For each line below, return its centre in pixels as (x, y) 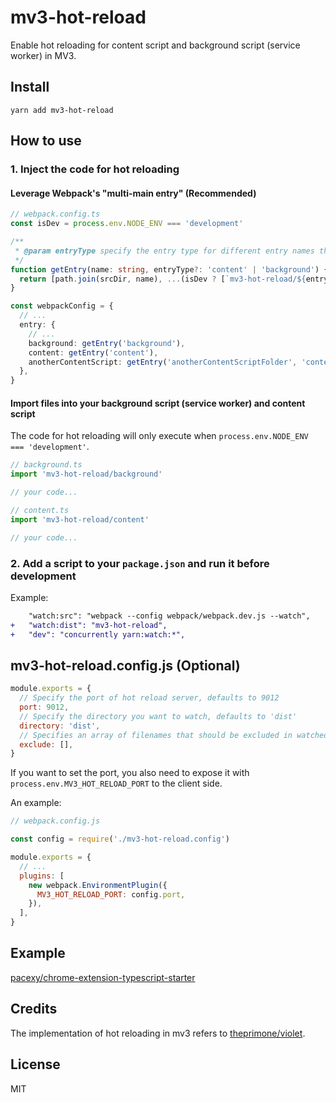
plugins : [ (42, 876)
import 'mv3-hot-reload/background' (86, 474)
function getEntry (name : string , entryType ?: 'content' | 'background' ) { (169, 269)
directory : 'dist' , (60, 726)
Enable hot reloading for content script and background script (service (155, 45)
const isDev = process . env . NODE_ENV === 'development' (127, 224)
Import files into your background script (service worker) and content (158, 403)
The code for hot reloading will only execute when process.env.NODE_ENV (159, 436)
